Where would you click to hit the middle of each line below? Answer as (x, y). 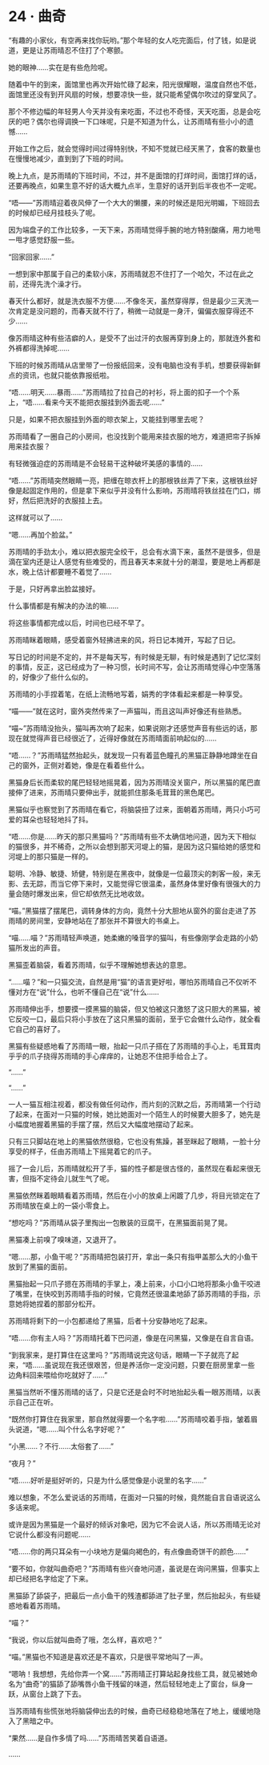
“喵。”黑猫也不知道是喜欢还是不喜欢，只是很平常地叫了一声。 (108, 1657)
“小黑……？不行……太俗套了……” (61, 1446)
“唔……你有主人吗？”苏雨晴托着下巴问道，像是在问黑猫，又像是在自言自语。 (133, 1337)
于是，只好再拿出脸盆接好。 (54, 588)
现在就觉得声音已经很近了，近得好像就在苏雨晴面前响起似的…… (113, 738)
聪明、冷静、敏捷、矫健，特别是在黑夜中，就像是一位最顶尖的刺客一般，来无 (134, 873)
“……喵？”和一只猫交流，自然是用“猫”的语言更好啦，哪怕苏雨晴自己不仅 (125, 982)
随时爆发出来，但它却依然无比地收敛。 (85, 893)
